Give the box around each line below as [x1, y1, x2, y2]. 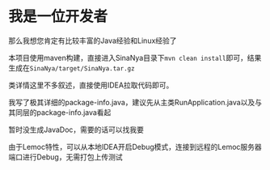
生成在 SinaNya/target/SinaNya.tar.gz [8, 62, 135, 73]
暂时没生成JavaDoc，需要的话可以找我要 [8, 125, 144, 134]
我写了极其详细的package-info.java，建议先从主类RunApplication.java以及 [8, 97, 255, 107]
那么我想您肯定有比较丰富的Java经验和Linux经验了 [8, 36, 177, 45]
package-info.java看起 [36, 107, 112, 117]
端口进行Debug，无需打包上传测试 [8, 151, 123, 162]
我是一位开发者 [8, 7, 108, 26]
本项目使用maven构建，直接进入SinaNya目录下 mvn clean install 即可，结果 [8, 53, 262, 62]
